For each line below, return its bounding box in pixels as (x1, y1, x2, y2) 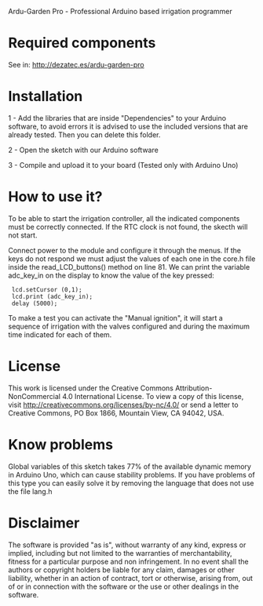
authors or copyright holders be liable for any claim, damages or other (8, 564, 236, 575)
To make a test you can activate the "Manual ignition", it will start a (8, 313, 224, 322)
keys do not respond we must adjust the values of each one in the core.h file (8, 254, 256, 263)
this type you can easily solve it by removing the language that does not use (8, 478, 254, 488)
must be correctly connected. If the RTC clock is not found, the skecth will (8, 222, 248, 231)
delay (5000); (11, 299, 58, 307)
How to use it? (8, 188, 103, 206)
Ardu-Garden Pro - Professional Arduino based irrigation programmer (8, 7, 233, 16)
